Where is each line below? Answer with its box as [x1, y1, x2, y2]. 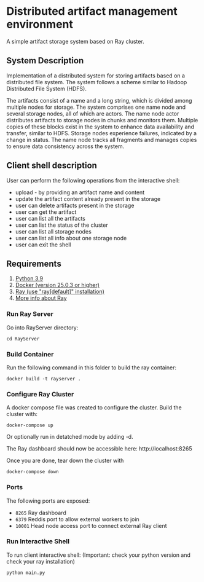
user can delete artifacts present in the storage [15, 202, 135, 209]
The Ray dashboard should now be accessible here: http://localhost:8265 [6, 445, 192, 452]
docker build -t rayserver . [6, 376, 81, 382]
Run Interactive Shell [6, 537, 69, 546]
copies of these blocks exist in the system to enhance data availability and [6, 123, 195, 130]
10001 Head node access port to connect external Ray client [15, 522, 167, 529]
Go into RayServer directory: [6, 324, 79, 331]
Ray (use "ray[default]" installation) [15, 288, 104, 296]
